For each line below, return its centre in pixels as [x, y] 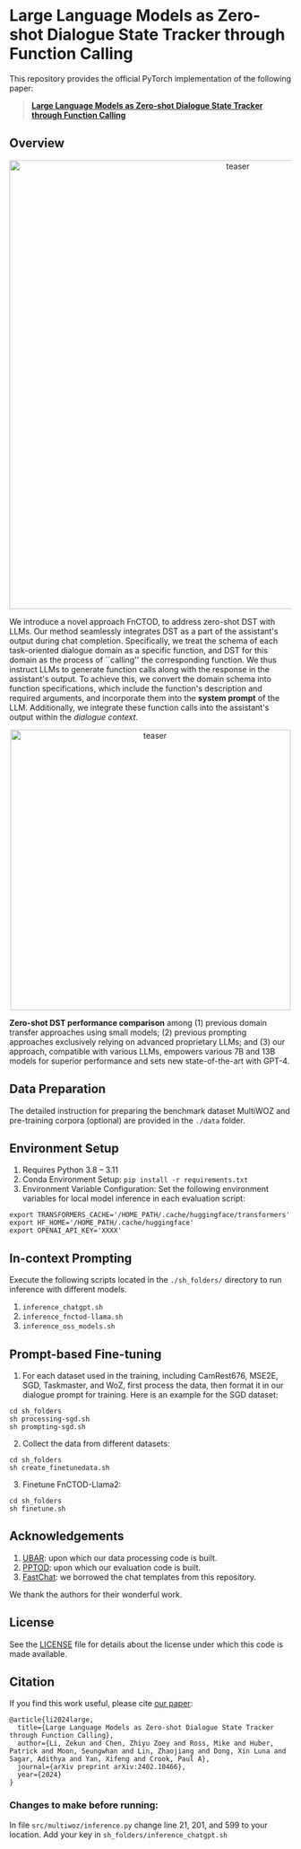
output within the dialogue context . [74, 717]
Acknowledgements [67, 1536]
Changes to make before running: [84, 1805]
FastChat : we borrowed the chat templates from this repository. [139, 1577]
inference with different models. [68, 1290]
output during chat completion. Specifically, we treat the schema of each [144, 640]
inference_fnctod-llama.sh [73, 1317]
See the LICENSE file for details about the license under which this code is [146, 1644]
